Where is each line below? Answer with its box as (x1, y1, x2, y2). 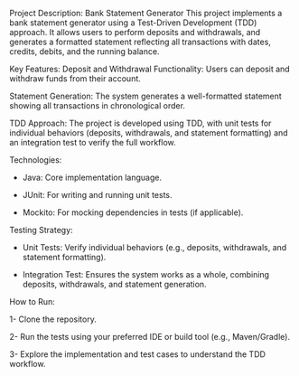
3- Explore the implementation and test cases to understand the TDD (9, 349, 266, 360)
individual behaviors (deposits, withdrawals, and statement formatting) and (9, 127, 288, 138)
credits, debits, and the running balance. (9, 46, 160, 57)
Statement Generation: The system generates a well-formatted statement (9, 90, 282, 101)
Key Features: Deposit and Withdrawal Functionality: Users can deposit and (9, 63, 291, 74)
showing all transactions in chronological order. (9, 100, 185, 111)
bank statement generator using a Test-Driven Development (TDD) (9, 17, 257, 28)
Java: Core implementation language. (22, 172, 163, 183)
